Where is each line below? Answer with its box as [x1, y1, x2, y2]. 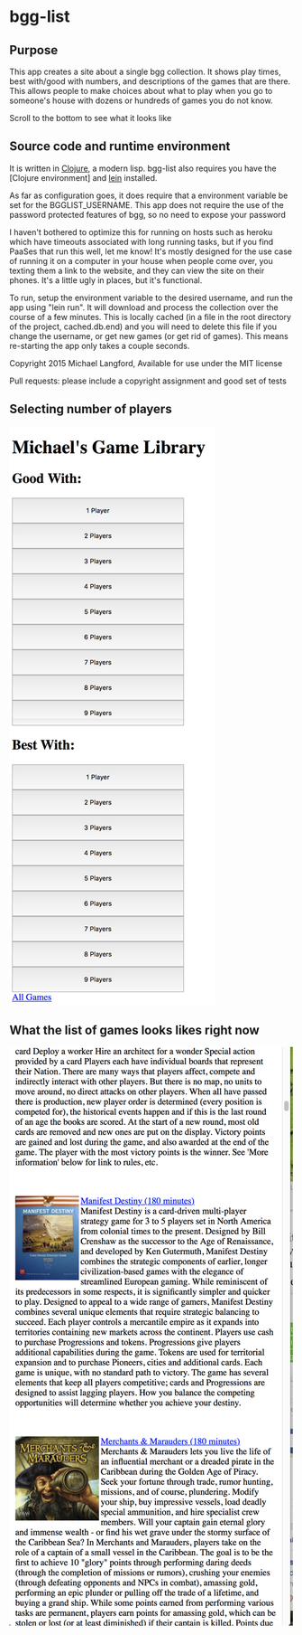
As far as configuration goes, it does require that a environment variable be [9, 190, 288, 201]
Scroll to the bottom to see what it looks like [9, 113, 172, 123]
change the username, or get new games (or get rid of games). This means [9, 330, 288, 341]
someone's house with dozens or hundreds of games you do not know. [9, 95, 273, 106]
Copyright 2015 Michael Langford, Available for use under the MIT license [9, 357, 283, 368]
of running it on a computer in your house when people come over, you [9, 255, 273, 266]
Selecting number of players [9, 402, 173, 417]
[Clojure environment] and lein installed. [9, 172, 158, 183]
